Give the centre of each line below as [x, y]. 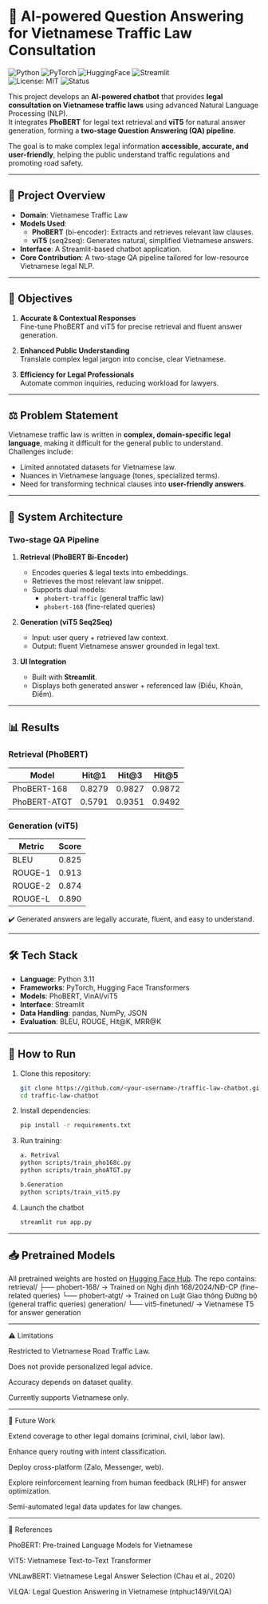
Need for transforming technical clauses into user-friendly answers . [133, 484]
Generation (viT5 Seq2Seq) [66, 622]
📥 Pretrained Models [62, 1255]
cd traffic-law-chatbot [59, 1095]
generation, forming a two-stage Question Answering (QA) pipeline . [122, 130]
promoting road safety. [46, 162]
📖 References [31, 1530]
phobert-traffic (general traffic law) [104, 598]
